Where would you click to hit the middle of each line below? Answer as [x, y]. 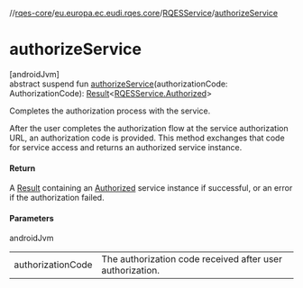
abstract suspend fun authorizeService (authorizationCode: [119, 84]
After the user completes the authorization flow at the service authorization [149, 128]
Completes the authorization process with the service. [110, 111]
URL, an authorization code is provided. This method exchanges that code [147, 138]
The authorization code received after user [192, 259]
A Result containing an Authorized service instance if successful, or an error [151, 188]
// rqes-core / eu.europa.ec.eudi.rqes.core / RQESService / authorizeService [143, 13]
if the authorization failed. [57, 198]
